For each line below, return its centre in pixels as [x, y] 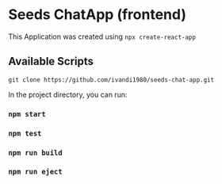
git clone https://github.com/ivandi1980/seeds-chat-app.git [111, 80]
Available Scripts [51, 61]
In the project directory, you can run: [68, 94]
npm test [25, 133]
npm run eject [35, 172]
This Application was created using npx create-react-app [102, 36]
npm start [27, 114]
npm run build [35, 153]
